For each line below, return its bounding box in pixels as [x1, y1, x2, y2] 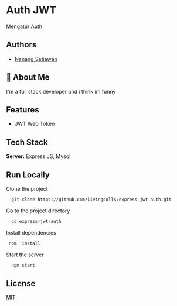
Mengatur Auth [6, 23, 43, 30]
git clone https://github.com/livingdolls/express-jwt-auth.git [11, 197, 172, 202]
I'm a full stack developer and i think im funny [6, 88, 116, 95]
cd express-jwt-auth [11, 218, 62, 224]
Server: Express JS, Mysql [6, 153, 71, 160]
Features [6, 105, 39, 115]
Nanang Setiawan [14, 55, 57, 62]
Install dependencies [6, 229, 57, 236]
